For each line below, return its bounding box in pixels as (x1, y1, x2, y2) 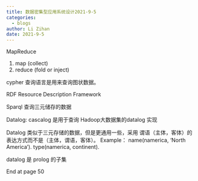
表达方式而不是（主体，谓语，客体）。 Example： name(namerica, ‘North (6, 137, 186, 144)
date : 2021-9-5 (6, 31, 45, 38)
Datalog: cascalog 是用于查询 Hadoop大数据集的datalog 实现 (6, 116, 158, 123)
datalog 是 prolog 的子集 (6, 156, 67, 163)
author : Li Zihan (6, 25, 50, 32)
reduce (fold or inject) (14, 66, 69, 73)
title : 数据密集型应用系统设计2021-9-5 (6, 8, 97, 15)
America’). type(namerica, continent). (6, 143, 100, 151)
